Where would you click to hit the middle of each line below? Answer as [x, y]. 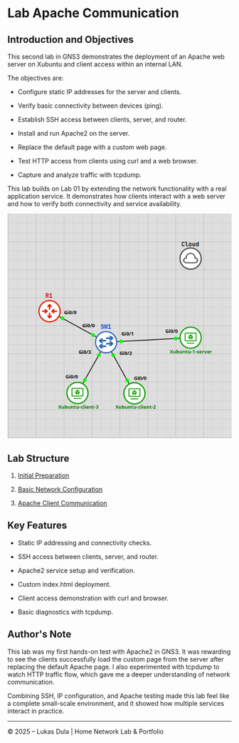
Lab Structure [38, 458]
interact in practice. [36, 711]
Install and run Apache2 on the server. [74, 133]
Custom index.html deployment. [64, 584]
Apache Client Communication [63, 503]
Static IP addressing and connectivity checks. [85, 542]
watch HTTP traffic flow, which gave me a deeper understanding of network [119, 674]
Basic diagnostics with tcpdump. [65, 612]
